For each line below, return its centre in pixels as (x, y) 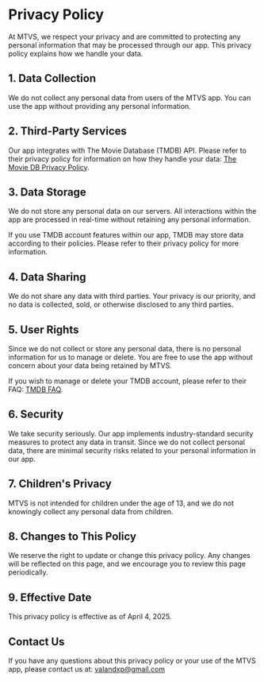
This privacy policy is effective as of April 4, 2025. (90, 617)
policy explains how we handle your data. (76, 53)
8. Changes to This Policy (73, 537)
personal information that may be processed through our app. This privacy (130, 45)
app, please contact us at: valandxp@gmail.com (86, 669)
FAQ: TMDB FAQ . (36, 389)
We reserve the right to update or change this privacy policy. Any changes (130, 556)
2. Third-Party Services (67, 132)
